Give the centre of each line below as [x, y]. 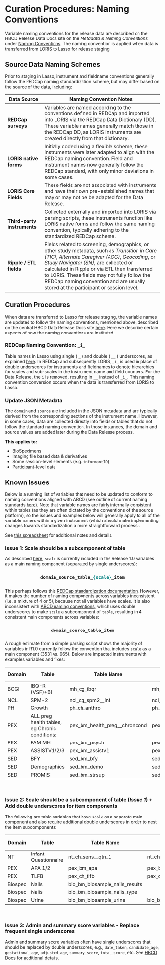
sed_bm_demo [86, 767]
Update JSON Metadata [34, 400]
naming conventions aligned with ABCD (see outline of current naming [76, 499]
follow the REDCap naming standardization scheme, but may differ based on [82, 81]
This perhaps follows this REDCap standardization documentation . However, [82, 591]
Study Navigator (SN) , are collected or [89, 262]
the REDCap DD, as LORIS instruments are [93, 132]
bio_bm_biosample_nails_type [103, 892]
